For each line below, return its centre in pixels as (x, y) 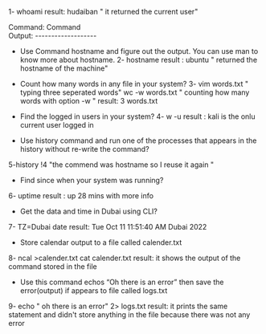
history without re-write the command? (85, 149)
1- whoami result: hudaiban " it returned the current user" (103, 12)
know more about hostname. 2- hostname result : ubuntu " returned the (139, 60)
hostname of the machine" (64, 68)
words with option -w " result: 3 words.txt (89, 101)
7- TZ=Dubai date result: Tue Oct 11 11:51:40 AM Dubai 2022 (108, 227)
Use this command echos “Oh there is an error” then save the (122, 282)
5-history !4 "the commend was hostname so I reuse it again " (111, 165)
